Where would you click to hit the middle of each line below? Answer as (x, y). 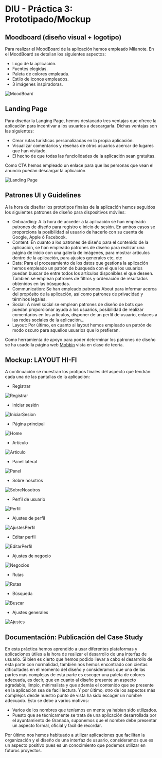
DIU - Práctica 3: (39, 9)
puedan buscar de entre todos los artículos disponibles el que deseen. (83, 273)
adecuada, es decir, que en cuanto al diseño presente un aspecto (71, 680)
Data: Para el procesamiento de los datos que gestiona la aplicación (80, 263)
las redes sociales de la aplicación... (48, 320)
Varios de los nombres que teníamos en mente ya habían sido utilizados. (85, 710)
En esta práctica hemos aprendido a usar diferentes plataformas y (71, 649)
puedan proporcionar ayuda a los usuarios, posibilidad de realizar (78, 309)
